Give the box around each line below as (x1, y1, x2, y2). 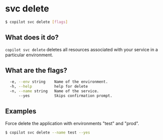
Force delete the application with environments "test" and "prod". (5, 120, 140, 126)
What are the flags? (5, 66, 67, 75)
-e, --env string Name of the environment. (9, 79, 108, 85)
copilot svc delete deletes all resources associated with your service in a (5, 46, 158, 52)
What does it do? (5, 33, 59, 42)
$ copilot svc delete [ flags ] (5, 19, 68, 24)
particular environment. (5, 52, 53, 58)
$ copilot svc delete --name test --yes (5, 130, 91, 135)
